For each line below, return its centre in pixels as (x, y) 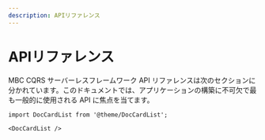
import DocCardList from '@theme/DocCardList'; (88, 115)
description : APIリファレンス (54, 15)
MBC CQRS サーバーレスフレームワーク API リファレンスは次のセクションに (132, 80)
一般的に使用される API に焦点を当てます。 (84, 100)
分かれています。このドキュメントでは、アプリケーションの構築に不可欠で (129, 90)
